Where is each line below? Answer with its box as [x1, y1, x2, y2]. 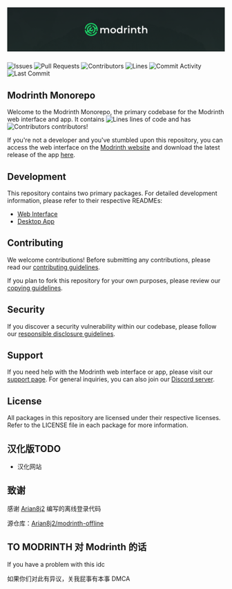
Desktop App [17, 217, 55, 225]
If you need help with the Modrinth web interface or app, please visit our [7, 368, 213, 377]
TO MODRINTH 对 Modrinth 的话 [7, 541, 147, 553]
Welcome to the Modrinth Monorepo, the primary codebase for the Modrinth [7, 108, 224, 116]
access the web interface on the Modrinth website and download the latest [7, 143, 220, 152]
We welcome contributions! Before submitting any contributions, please [7, 255, 211, 264]
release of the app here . [7, 151, 76, 159]
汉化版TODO [7, 443, 61, 455]
